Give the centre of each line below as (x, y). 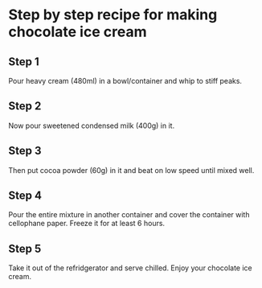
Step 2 (25, 106)
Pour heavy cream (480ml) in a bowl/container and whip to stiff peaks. (125, 81)
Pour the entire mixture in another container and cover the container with (129, 215)
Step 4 (25, 196)
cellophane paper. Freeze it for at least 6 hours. (87, 224)
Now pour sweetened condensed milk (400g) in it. (92, 125)
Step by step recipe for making (113, 15)
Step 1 (24, 62)
